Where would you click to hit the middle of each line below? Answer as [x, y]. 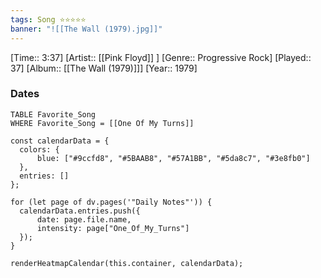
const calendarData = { [60, 141]
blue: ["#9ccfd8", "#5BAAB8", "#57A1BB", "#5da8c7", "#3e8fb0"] [173, 158]
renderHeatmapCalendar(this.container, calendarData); [127, 263]
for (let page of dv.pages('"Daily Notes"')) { [111, 202]
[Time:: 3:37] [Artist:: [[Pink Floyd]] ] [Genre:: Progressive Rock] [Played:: [161, 57]
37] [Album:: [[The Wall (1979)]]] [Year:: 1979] [104, 68]
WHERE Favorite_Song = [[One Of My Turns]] [102, 123]
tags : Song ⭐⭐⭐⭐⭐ [48, 19]
